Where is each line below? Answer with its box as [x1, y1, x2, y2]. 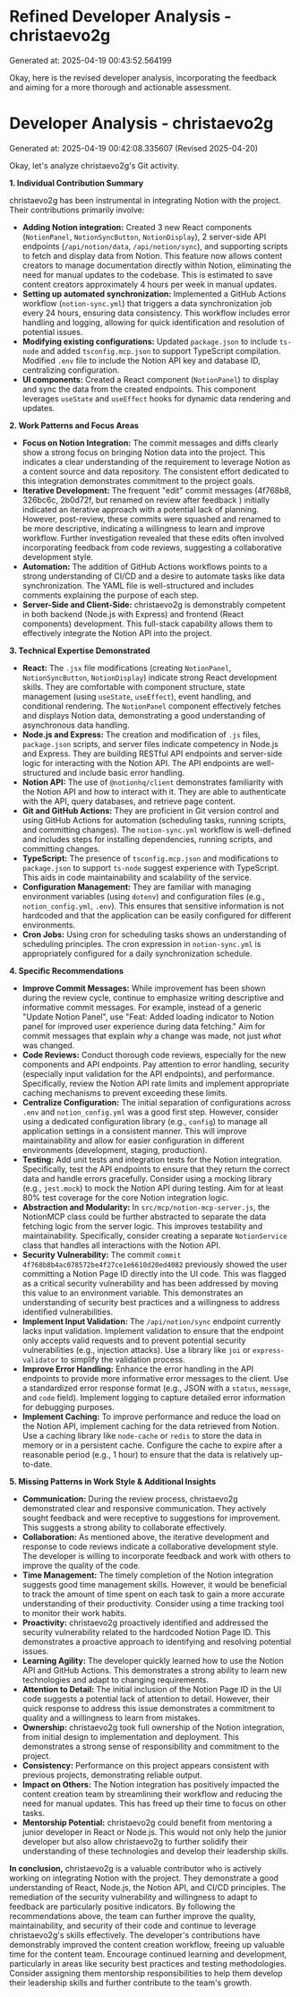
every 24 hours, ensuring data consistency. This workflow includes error [21, 307, 291, 318]
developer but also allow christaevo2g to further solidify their [21, 1836, 248, 1846]
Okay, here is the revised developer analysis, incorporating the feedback [9, 72, 278, 82]
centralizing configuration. [21, 365, 120, 375]
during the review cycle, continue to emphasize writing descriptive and [21, 992, 285, 1003]
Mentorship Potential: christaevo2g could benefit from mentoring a [21, 1817, 273, 1828]
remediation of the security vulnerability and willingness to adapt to [9, 1891, 258, 1902]
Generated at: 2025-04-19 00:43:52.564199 [9, 55, 172, 65]
